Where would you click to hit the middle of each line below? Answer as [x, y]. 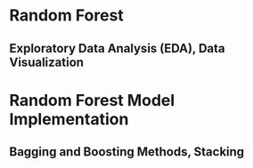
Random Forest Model [92, 100]
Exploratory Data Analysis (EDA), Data [117, 48]
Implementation [69, 119]
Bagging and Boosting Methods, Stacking [127, 152]
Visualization [47, 62]
